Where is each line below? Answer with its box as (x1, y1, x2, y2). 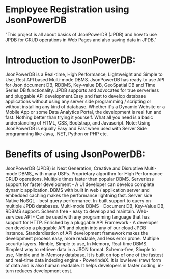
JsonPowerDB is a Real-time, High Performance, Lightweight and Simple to (5, 71, 163, 77)
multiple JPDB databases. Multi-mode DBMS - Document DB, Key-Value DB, (5, 203, 165, 209)
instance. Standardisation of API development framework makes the (5, 230, 148, 236)
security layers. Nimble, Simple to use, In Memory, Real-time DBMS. (5, 240, 148, 247)
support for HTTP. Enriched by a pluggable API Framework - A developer (5, 219, 159, 225)
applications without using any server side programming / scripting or (5, 98, 152, 104)
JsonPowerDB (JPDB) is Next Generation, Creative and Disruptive (5, 165, 144, 171)
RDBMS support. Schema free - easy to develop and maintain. (5, 208, 136, 214)
